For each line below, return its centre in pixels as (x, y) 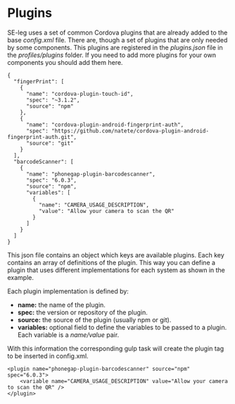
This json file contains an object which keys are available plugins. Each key (116, 255)
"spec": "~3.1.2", (53, 100)
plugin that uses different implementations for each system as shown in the (116, 270)
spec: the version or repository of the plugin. (82, 312)
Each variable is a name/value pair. (68, 335)
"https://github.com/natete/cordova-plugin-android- (131, 131)
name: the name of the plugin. (61, 305)
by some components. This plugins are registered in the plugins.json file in (115, 47)
